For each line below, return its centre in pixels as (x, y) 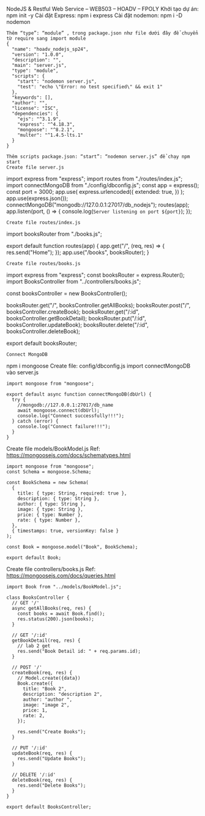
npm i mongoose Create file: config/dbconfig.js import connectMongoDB (99, 366)
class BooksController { (38, 598)
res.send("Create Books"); (52, 732)
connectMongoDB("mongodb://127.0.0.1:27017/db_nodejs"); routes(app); (98, 205)
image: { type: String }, (50, 509)
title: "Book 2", (45, 689)
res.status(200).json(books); (56, 619)
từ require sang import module (46, 39)
